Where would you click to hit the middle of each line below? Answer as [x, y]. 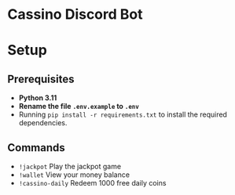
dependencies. [43, 123]
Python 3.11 [38, 98]
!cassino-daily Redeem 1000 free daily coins [92, 183]
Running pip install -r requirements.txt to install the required [123, 114]
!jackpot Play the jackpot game [70, 166]
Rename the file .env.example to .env [79, 107]
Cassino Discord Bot [75, 14]
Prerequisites [41, 79]
